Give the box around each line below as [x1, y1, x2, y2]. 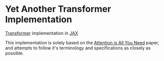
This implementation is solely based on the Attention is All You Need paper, [5, 39, 160, 45]
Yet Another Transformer [5, 3, 111, 15]
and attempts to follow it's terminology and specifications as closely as [5, 45, 151, 51]
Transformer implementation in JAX [5, 30, 78, 36]
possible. [5, 50, 24, 56]
